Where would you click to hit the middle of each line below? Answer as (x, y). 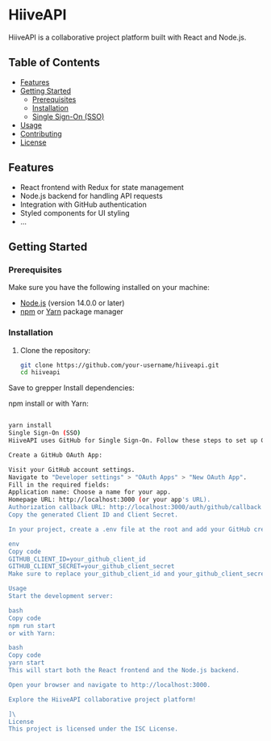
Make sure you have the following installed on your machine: (109, 288)
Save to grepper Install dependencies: (71, 388)
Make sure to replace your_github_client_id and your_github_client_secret (138, 574)
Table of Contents (54, 63)
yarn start (27, 663)
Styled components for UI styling (75, 213)
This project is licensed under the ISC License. (94, 729)
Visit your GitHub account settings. (72, 469)
